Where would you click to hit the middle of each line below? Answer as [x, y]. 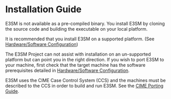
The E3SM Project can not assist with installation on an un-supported [78, 54]
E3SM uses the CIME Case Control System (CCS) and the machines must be [86, 80]
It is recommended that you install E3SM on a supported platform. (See [80, 39]
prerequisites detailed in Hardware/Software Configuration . [68, 70]
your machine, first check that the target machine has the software [75, 65]
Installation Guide [43, 9]
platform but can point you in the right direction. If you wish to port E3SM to [85, 59]
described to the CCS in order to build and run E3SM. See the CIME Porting [84, 86]
